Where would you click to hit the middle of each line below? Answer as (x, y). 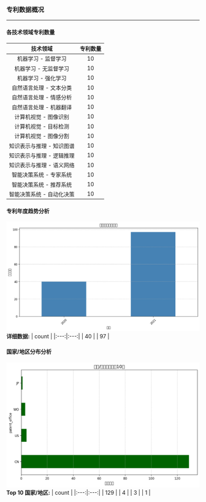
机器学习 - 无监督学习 (42, 68)
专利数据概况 (25, 9)
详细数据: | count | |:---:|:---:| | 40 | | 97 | (58, 337)
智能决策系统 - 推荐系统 (42, 184)
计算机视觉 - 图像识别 (42, 116)
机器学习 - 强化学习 (42, 78)
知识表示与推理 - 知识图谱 (42, 146)
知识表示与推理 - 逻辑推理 (42, 155)
